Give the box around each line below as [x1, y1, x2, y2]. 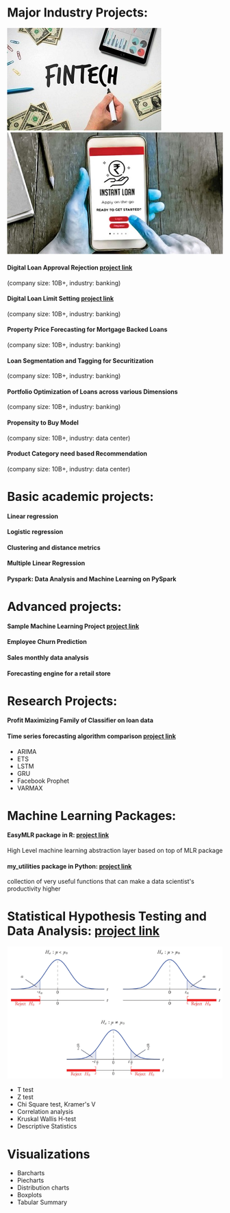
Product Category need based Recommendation [7, 449, 148, 458]
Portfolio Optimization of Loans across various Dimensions [7, 387, 178, 396]
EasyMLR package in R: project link [7, 831, 110, 839]
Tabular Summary [16, 1198, 67, 1207]
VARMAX [16, 783, 43, 792]
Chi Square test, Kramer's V [16, 1100, 96, 1109]
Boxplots [16, 1191, 42, 1199]
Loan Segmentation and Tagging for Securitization [7, 356, 154, 365]
